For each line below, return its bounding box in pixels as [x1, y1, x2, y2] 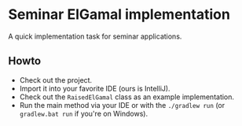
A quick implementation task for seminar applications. [8, 31, 182, 41]
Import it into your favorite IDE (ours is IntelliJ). [19, 83, 170, 93]
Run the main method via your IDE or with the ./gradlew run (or [19, 100, 225, 109]
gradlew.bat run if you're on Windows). [19, 109, 148, 118]
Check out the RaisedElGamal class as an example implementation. [19, 92, 234, 102]
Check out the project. [19, 75, 93, 84]
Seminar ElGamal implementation [8, 6, 230, 24]
